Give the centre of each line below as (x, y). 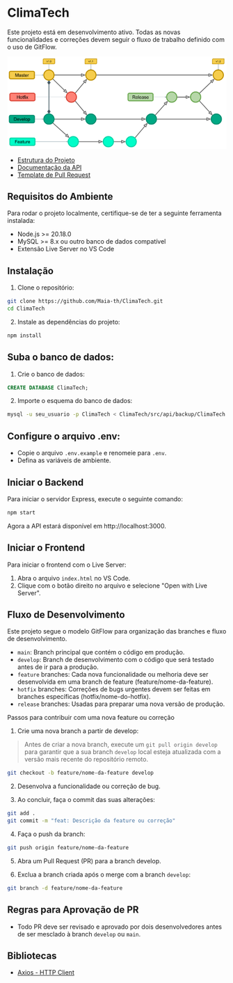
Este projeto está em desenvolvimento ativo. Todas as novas (94, 32)
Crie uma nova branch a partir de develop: (78, 731)
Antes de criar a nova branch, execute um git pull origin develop (121, 745)
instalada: (21, 221)
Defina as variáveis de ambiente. (64, 460)
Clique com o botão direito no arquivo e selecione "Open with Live (112, 585)
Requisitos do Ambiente (60, 196)
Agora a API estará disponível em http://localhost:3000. (87, 526)
